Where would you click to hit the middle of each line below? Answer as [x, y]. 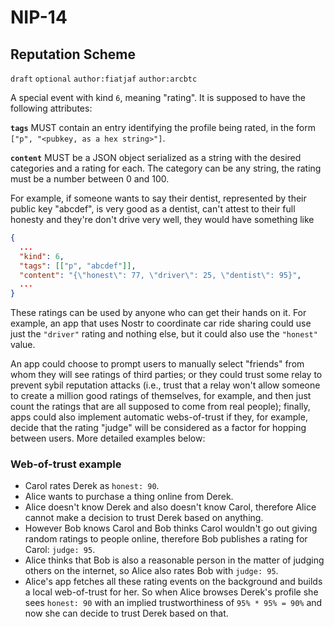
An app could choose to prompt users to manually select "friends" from [157, 364]
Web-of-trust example [66, 464]
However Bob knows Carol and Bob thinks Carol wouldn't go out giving [171, 528]
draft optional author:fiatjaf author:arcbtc [104, 79]
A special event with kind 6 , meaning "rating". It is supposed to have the [158, 97]
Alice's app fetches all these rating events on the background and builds [173, 582]
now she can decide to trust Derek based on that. [126, 613]
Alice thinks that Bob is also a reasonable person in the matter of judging [174, 560]
